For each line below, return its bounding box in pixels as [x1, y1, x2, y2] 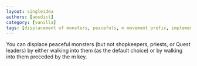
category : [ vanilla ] [6, 19, 57, 25]
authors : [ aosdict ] [6, 14, 54, 20]
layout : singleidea [6, 8, 54, 15]
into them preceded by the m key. [6, 53, 87, 60]
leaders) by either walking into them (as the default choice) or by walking [6, 47, 183, 54]
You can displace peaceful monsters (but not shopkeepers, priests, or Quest [6, 41, 191, 48]
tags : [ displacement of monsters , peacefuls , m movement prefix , [6, 25, 169, 31]
